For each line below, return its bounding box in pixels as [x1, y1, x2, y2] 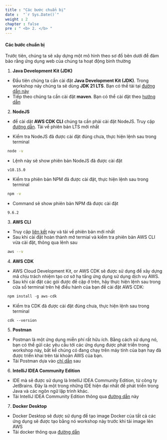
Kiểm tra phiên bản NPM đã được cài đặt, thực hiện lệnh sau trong [12, 177, 148, 183]
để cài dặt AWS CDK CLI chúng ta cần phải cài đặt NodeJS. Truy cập [12, 119, 155, 125]
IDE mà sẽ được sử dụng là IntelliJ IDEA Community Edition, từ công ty [12, 377, 157, 383]
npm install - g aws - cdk [7, 294, 57, 299]
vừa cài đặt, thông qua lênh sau [12, 239, 77, 245]
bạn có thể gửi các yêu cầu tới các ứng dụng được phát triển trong [12, 341, 149, 347]
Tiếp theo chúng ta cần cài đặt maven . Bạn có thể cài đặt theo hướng [12, 94, 156, 100]
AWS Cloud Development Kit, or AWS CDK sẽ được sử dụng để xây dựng [12, 268, 162, 274]
